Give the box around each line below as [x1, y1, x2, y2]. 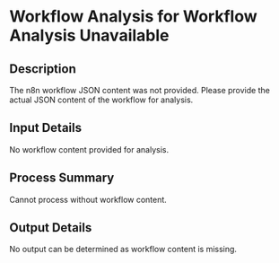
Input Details [9, 120, 83, 136]
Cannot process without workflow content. [9, 194, 168, 205]
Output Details [9, 220, 92, 235]
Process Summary [9, 171, 115, 186]
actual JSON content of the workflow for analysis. [9, 94, 194, 105]
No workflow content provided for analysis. [9, 144, 169, 154]
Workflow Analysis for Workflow [9, 6, 257, 27]
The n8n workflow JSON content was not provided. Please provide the [9, 85, 271, 95]
